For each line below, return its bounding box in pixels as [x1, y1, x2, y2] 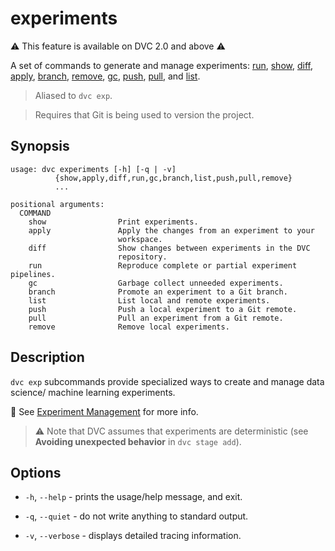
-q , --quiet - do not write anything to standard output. [24, 510, 249, 522]
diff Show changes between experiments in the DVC [28, 243, 311, 253]
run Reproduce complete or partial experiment [28, 260, 298, 271]
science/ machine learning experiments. [10, 386, 176, 398]
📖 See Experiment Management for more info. [10, 405, 199, 417]
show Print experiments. [28, 217, 199, 227]
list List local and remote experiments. [28, 295, 271, 306]
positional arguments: [10, 199, 105, 209]
